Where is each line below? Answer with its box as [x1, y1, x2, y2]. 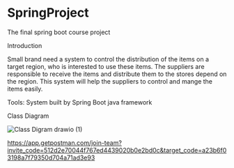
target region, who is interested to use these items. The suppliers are [7, 62, 205, 70]
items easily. [7, 84, 43, 93]
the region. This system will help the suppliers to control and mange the [7, 77, 213, 85]
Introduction [7, 41, 42, 49]
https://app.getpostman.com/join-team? [7, 138, 122, 147]
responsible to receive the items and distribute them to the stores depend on [7, 70, 227, 78]
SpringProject [7, 5, 89, 21]
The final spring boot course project [7, 28, 111, 36]
